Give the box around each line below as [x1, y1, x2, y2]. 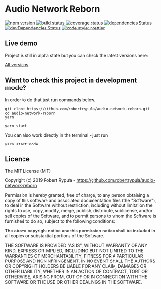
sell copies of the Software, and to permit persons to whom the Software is [5, 213, 157, 219]
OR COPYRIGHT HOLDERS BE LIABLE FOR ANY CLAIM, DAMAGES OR [5, 263, 147, 269]
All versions [5, 61, 29, 67]
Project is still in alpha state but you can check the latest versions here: [5, 52, 148, 58]
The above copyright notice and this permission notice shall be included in [5, 228, 155, 234]
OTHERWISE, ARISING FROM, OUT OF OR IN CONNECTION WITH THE [5, 274, 148, 280]
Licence [5, 155, 30, 163]
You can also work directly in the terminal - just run [5, 132, 108, 138]
